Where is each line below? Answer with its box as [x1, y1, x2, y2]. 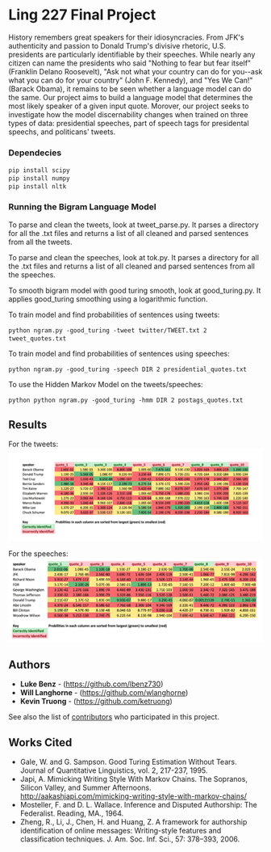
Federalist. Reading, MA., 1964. [19, 808, 123, 818]
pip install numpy [8, 175, 70, 183]
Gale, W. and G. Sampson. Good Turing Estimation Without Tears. [19, 757, 237, 766]
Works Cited [8, 736, 73, 749]
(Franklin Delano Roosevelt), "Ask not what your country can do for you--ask [8, 66, 263, 76]
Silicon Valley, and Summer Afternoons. [19, 782, 152, 792]
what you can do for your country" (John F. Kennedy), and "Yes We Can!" [8, 75, 253, 85]
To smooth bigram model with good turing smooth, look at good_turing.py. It [8, 285, 261, 295]
